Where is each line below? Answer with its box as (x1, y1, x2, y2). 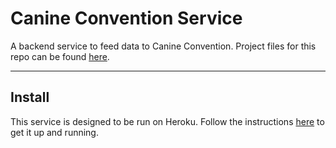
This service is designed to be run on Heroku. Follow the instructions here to (10, 115, 325, 127)
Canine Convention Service (10, 7, 243, 30)
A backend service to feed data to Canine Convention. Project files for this (10, 40, 317, 52)
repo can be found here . (10, 50, 110, 62)
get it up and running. (10, 126, 99, 138)
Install (10, 89, 50, 106)
